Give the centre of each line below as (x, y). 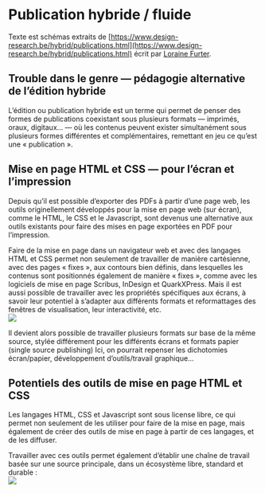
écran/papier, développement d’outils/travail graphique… (101, 358)
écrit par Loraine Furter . (173, 53)
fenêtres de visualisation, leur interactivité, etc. (85, 309)
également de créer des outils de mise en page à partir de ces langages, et (131, 432)
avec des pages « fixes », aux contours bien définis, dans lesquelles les (126, 267)
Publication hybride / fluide (100, 15)
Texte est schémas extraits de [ (60, 37)
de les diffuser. (33, 440)
